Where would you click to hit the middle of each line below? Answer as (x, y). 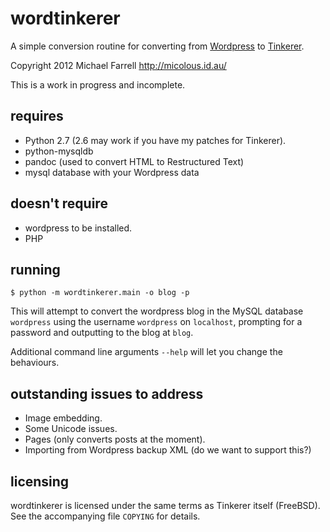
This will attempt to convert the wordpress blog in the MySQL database (157, 311)
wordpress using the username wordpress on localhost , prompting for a (156, 322)
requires (37, 116)
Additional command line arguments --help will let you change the (146, 352)
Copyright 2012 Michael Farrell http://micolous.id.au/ (118, 65)
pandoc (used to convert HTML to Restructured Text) (134, 161)
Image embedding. (63, 418)
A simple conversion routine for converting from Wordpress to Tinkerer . (157, 46)
